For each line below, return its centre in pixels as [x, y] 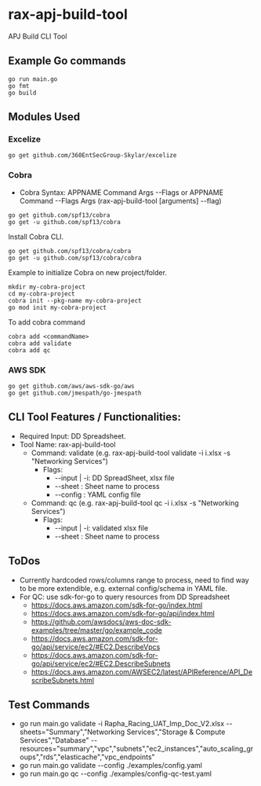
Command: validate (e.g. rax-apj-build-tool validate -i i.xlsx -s [131, 453]
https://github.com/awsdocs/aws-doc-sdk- [101, 622]
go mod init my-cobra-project [58, 307]
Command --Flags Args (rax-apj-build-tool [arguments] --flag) [120, 200]
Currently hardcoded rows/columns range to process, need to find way [134, 580]
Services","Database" [54, 740]
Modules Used [44, 117]
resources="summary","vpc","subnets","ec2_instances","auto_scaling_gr [136, 749]
